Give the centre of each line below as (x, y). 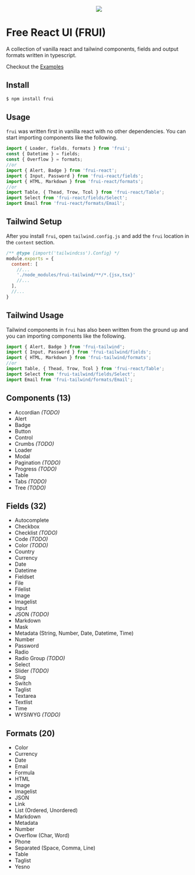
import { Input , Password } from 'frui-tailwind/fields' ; (79, 352)
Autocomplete (32, 520)
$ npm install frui (30, 99)
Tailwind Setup (34, 222)
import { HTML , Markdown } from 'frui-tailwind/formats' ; (79, 358)
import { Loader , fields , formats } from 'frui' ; (68, 148)
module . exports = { (30, 259)
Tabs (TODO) (31, 481)
